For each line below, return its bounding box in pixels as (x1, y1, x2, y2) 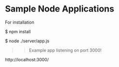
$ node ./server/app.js (5, 38, 49, 44)
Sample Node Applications (5, 3, 115, 14)
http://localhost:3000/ (5, 56, 49, 62)
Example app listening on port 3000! (29, 47, 102, 53)
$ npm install (5, 28, 31, 34)
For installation (5, 19, 35, 25)
